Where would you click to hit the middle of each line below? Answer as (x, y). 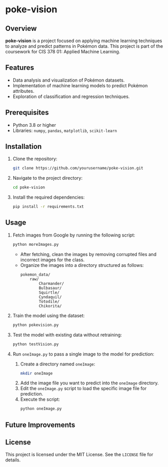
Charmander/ (51, 283)
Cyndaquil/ (50, 297)
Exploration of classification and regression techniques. (71, 96)
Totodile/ (49, 301)
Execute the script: (40, 399)
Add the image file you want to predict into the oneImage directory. (90, 383)
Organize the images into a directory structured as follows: (82, 265)
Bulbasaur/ (50, 288)
